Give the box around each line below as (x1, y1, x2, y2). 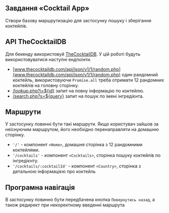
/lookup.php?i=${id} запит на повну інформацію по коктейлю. (12, 88, 145, 94)
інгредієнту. (12, 158, 39, 164)
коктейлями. (12, 147, 40, 153)
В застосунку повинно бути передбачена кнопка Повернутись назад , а (5, 197, 155, 203)
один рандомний (122, 71, 158, 77)
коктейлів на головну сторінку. (12, 82, 79, 88)
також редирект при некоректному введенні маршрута (5, 202, 125, 208)
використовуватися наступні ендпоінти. (5, 56, 92, 62)
